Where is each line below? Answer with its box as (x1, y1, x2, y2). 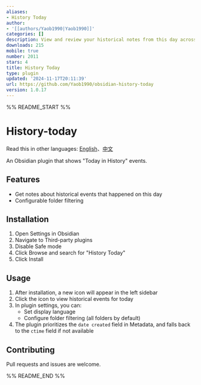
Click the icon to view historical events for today (14, 296, 133, 303)
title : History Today (6, 64, 60, 71)
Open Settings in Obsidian (14, 230, 80, 237)
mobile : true (6, 48, 39, 54)
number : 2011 (6, 53, 39, 59)
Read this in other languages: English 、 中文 (6, 145, 114, 152)
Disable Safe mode (14, 243, 62, 250)
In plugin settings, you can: (14, 302, 82, 309)
